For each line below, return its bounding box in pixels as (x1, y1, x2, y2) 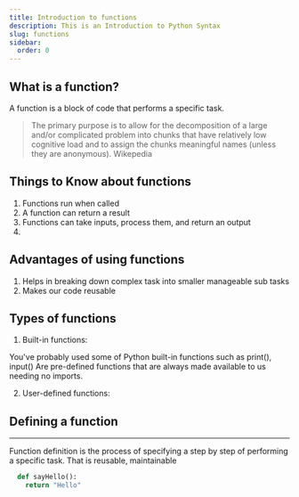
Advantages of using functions (9, 252, 185, 267)
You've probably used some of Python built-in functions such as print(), (9, 352, 272, 363)
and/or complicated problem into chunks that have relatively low (30, 129, 267, 140)
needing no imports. (9, 371, 83, 381)
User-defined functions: (21, 388, 110, 399)
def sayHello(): (17, 473, 77, 482)
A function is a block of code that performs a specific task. (9, 102, 225, 113)
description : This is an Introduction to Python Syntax (9, 21, 221, 30)
